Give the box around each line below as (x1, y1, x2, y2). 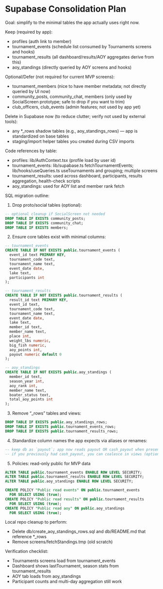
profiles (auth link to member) (12, 38, 72, 44)
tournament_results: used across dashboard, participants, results (12, 173, 143, 178)
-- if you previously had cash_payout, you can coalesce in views (5, 452, 142, 456)
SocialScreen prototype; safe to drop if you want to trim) (12, 98, 125, 104)
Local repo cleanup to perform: (5, 519, 67, 525)
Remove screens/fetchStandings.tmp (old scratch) (12, 539, 113, 545)
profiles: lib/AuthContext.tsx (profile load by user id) (12, 157, 116, 163)
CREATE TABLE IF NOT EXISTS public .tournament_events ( (5, 248, 120, 253)
